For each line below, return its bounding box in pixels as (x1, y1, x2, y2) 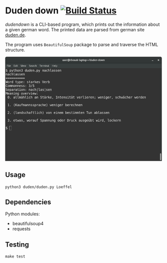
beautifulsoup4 (12, 221, 44, 227)
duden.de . (5, 32, 26, 38)
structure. (5, 47, 25, 53)
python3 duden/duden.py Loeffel (5, 184, 72, 190)
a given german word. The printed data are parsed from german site (5, 26, 145, 32)
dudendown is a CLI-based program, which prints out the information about (5, 21, 160, 27)
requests (12, 226, 31, 232)
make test (5, 254, 26, 259)
